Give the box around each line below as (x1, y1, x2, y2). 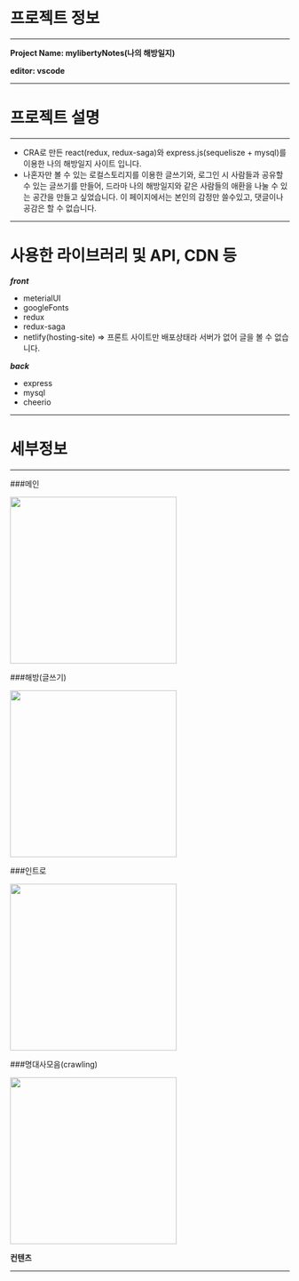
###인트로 (10, 865, 47, 876)
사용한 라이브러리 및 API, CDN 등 (10, 246, 238, 266)
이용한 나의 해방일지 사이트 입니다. (22, 157, 142, 169)
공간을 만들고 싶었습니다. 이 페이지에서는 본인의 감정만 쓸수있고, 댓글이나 (32, 191, 284, 202)
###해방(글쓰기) (10, 672, 67, 682)
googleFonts (22, 302, 69, 312)
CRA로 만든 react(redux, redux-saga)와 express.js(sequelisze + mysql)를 (22, 147, 287, 157)
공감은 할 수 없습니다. (22, 202, 97, 213)
